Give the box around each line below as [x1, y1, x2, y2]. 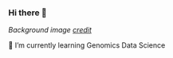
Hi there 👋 [8, 7, 48, 18]
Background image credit [8, 25, 92, 35]
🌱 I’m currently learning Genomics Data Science [8, 41, 166, 50]
